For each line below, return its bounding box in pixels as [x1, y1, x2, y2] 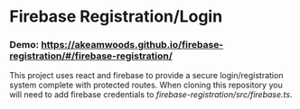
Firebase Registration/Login [9, 6, 223, 27]
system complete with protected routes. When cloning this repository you [9, 79, 283, 91]
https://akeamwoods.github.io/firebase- [40, 39, 224, 51]
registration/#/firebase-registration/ [9, 50, 173, 62]
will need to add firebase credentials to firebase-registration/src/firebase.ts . [9, 89, 293, 100]
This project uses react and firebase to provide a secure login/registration [9, 70, 284, 81]
